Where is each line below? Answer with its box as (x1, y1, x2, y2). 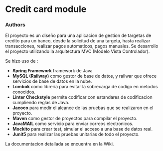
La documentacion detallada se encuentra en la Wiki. (5, 141, 114, 147)
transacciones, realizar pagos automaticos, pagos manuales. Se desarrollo (5, 43, 159, 49)
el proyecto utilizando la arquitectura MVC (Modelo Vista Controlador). (5, 48, 150, 54)
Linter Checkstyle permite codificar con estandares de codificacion (12, 94, 153, 100)
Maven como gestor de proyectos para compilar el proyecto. (12, 116, 138, 122)
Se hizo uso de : (5, 58, 38, 64)
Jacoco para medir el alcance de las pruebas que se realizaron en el (12, 105, 154, 111)
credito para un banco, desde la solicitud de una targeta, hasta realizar (5, 38, 151, 44)
